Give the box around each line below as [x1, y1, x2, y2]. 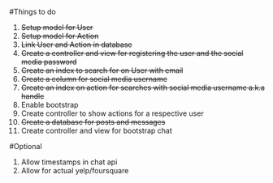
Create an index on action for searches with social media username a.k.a [20, 83, 265, 92]
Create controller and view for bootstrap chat [20, 126, 173, 135]
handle [20, 91, 45, 100]
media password [20, 57, 77, 66]
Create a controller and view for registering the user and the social [20, 49, 244, 57]
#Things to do [9, 7, 56, 16]
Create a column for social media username [20, 74, 167, 83]
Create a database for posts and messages [20, 117, 166, 126]
